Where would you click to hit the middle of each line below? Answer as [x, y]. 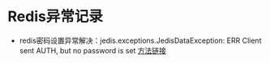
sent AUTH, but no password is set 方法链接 [93, 50]
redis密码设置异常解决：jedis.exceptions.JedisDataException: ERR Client [140, 40]
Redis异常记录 [55, 17]
